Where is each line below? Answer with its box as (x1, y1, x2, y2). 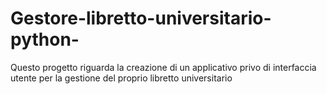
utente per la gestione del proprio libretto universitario (10, 72, 233, 84)
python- (10, 28, 80, 51)
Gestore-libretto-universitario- (10, 7, 272, 30)
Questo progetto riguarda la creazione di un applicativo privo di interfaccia (10, 61, 317, 73)
